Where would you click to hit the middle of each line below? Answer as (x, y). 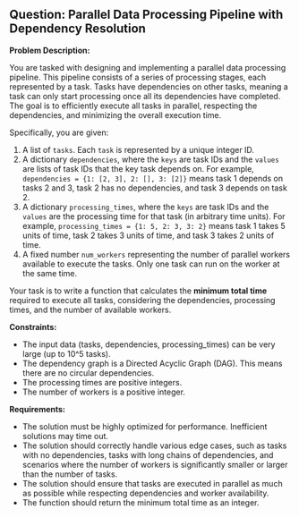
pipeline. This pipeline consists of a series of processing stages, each (138, 77)
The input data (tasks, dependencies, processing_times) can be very (149, 344)
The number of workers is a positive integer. (104, 392)
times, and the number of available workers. (90, 309)
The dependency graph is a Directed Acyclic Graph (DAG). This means (152, 363)
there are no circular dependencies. (88, 373)
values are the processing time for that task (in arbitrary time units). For (154, 216)
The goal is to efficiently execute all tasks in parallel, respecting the (133, 106)
